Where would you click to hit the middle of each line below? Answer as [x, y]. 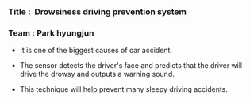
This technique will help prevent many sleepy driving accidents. [124, 89]
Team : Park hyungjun [51, 32]
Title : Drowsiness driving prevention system [97, 12]
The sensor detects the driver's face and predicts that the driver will [131, 66]
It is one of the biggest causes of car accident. [96, 51]
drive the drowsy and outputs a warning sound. [97, 74]
